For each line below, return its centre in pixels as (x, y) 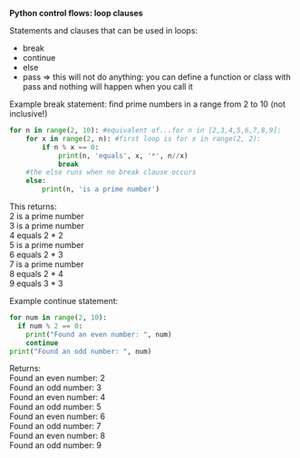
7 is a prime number (47, 264)
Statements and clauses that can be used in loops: (103, 30)
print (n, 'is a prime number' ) (101, 189)
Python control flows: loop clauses (76, 13)
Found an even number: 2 (58, 378)
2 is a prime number (47, 216)
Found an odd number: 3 (56, 387)
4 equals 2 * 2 (36, 235)
